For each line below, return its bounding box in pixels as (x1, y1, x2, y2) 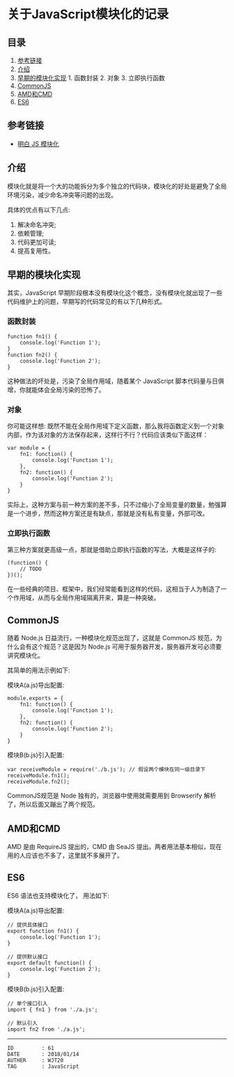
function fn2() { (7, 351, 58, 359)
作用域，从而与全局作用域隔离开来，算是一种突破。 (13, 593, 160, 602)
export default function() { (7, 959, 92, 967)
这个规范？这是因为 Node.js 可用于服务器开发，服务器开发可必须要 (31, 642, 222, 651)
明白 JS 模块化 (17, 139, 59, 147)
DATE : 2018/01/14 (7, 1050, 79, 1057)
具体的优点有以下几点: (7, 205, 71, 214)
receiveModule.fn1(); (7, 772, 70, 779)
